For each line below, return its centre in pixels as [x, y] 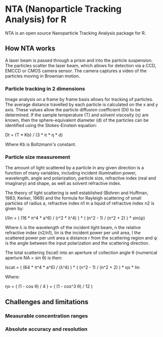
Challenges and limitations [47, 302]
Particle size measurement [38, 157]
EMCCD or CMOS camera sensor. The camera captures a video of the [76, 71]
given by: [14, 208]
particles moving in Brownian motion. [42, 76]
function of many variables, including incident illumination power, [71, 173]
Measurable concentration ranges [47, 316]
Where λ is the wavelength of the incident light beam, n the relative [73, 228]
